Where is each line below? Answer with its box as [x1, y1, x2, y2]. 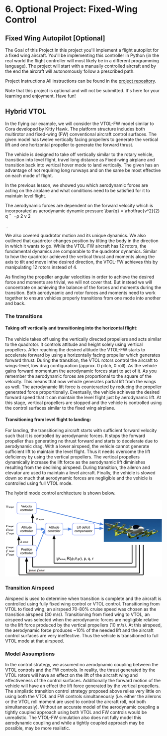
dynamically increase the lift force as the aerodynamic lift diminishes [5, 459, 146, 465]
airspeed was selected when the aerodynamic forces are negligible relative [5, 617, 159, 623]
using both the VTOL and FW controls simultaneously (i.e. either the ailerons [5, 694, 162, 700]
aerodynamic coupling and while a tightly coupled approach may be [5, 720, 144, 726]
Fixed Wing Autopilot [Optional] [5, 34, 105, 42]
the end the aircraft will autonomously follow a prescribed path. [5, 68, 135, 74]
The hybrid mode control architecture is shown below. [5, 490, 116, 496]
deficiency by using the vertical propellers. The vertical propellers [5, 454, 140, 460]
